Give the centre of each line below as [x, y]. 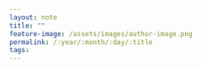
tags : [19, 50]
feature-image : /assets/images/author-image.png [101, 34]
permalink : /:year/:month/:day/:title [81, 42]
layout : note [33, 17]
